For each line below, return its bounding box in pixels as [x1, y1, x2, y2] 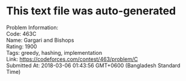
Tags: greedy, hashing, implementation [6, 49, 103, 56]
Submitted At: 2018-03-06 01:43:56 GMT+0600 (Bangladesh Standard [6, 61, 181, 69]
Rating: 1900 [6, 43, 37, 50]
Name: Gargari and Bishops [6, 36, 74, 43]
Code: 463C [6, 30, 37, 37]
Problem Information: [6, 24, 59, 31]
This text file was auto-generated [6, 4, 176, 18]
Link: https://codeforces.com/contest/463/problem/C [6, 55, 138, 63]
